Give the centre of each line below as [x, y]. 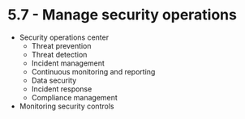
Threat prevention [61, 45]
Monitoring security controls [67, 106]
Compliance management [75, 97]
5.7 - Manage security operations [122, 15]
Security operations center [64, 37]
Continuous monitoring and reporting [93, 71]
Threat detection [59, 54]
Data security [54, 80]
